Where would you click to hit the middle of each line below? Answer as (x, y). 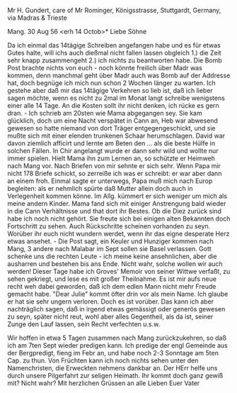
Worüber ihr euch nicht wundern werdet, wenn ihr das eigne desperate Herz (118, 234)
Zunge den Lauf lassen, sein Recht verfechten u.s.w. (84, 324)
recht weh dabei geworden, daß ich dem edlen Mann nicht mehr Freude (112, 286)
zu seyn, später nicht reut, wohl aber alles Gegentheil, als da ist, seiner (110, 316)
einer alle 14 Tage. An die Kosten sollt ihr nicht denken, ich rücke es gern (113, 105)
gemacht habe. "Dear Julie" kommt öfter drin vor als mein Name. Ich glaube (118, 294)
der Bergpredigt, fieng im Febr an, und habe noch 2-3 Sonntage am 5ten (113, 353)
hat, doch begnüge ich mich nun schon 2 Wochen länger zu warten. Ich (111, 83)
